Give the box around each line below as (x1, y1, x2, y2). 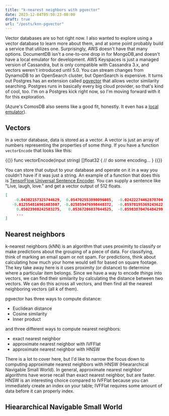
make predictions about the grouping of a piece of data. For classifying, (5, 249, 153, 255)
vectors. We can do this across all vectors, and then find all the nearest (5, 281, 152, 287)
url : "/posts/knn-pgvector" (5, 21, 64, 27)
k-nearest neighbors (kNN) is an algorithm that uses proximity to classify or (5, 243, 161, 249)
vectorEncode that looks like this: (5, 148, 72, 154)
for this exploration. (5, 94, 46, 100)
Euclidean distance (12, 305, 52, 311)
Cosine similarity (12, 311, 47, 317)
